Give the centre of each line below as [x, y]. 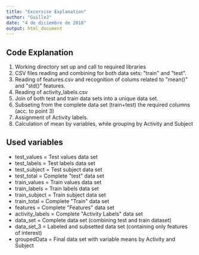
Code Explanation [40, 52]
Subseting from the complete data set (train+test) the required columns [102, 105]
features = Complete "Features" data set [65, 207]
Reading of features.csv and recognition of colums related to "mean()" [101, 80]
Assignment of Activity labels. [51, 117]
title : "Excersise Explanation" [46, 12]
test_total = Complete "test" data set [59, 176]
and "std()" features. [40, 86]
